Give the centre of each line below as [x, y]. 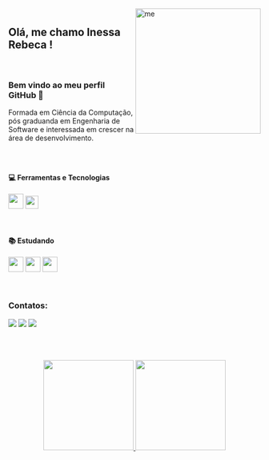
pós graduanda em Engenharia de [64, 121]
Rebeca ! [31, 45]
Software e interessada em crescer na [71, 130]
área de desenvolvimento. [51, 138]
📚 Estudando [31, 240]
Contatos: [28, 305]
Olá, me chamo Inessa [64, 32]
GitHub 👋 [26, 95]
